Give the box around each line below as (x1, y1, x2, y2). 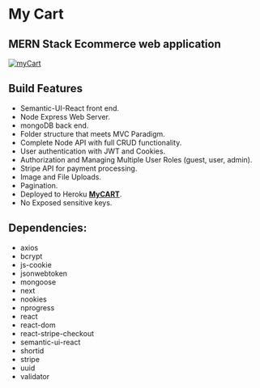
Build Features (8, 82, 83, 95)
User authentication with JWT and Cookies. (19, 146, 166, 156)
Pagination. (19, 180, 58, 190)
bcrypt (19, 251, 43, 261)
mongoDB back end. (19, 120, 89, 130)
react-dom (19, 320, 56, 330)
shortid (19, 345, 45, 356)
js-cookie (19, 259, 53, 269)
